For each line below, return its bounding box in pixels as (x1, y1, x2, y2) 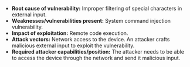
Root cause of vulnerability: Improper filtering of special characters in (11, 5, 182, 12)
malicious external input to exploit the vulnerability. (11, 42, 135, 49)
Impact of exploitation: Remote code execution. (11, 30, 128, 37)
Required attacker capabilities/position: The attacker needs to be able (11, 48, 185, 55)
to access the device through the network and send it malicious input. (11, 55, 181, 61)
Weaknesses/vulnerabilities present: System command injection (11, 17, 171, 24)
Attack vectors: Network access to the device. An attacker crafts (11, 36, 170, 43)
